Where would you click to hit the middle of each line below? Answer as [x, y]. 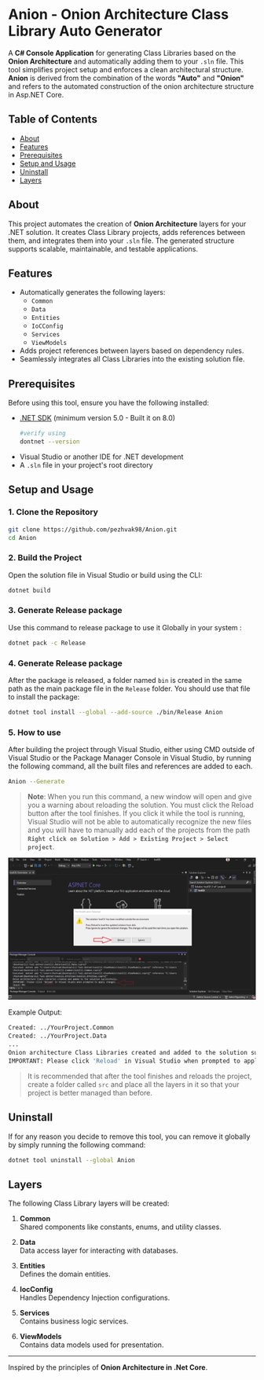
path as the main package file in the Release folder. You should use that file [129, 688]
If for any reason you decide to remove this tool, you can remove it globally [129, 1136]
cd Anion [22, 538]
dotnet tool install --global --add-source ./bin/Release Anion [115, 713]
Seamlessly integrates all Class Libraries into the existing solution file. [132, 359]
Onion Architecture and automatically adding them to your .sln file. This [126, 61]
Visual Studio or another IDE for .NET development [101, 457]
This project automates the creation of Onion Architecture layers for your [127, 224]
